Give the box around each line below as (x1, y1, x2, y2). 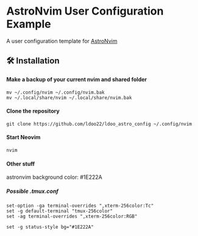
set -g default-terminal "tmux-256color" (6, 208, 113, 214)
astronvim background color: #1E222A (6, 173, 102, 181)
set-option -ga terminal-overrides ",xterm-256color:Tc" (6, 203, 154, 209)
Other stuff (6, 160, 35, 167)
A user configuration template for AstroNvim (6, 37, 118, 44)
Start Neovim (6, 134, 41, 141)
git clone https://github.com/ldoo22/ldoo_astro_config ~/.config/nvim (6, 120, 192, 127)
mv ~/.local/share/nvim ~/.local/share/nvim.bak (6, 94, 132, 101)
